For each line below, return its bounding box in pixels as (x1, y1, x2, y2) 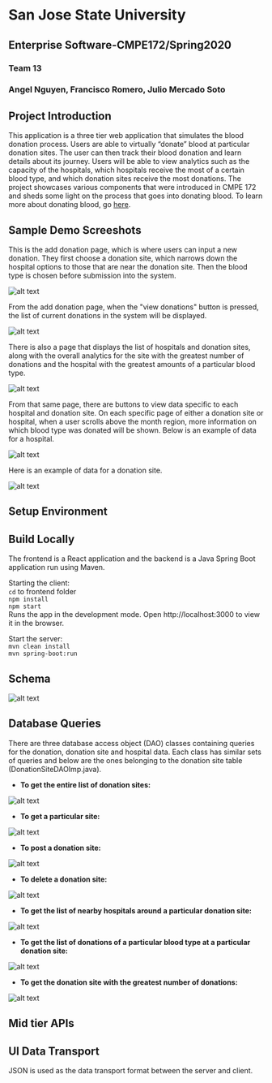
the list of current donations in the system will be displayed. (8, 311, 207, 321)
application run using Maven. (8, 563, 105, 572)
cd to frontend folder (8, 587, 77, 597)
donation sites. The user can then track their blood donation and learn (8, 148, 242, 157)
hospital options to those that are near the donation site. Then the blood (8, 262, 249, 272)
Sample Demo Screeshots (8, 223, 142, 237)
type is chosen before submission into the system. (8, 270, 176, 281)
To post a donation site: (19, 843, 101, 852)
